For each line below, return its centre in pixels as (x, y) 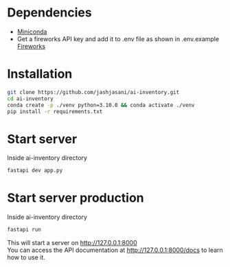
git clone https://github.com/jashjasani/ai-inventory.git (93, 92)
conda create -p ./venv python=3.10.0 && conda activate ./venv (101, 105)
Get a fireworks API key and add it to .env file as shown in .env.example (118, 38)
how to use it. (26, 257)
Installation (40, 74)
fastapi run (24, 230)
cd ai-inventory (30, 98)
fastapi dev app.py (35, 171)
